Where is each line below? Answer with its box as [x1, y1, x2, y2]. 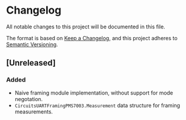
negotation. [14, 95, 43, 102]
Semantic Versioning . [6, 41, 58, 48]
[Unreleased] [6, 58, 56, 68]
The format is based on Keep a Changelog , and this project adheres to [6, 34, 178, 41]
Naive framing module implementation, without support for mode [14, 89, 174, 96]
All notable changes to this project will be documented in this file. [6, 23, 166, 30]
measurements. [14, 108, 53, 115]
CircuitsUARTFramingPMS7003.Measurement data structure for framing [14, 102, 181, 109]
